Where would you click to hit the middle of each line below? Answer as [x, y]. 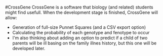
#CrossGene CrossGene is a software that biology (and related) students [79, 7]
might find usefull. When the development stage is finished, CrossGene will [81, 12]
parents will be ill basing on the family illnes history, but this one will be [84, 43]
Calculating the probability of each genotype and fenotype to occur [81, 32]
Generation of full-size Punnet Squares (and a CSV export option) [79, 27]
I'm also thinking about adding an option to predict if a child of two [80, 38]
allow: [11, 18]
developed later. [29, 48]
